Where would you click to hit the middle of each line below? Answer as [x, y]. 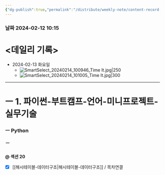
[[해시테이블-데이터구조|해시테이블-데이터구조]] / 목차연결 [68, 167]
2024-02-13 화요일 [31, 65]
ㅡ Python [17, 130]
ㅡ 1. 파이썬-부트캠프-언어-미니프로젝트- [82, 101]
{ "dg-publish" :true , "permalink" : [39, 10]
